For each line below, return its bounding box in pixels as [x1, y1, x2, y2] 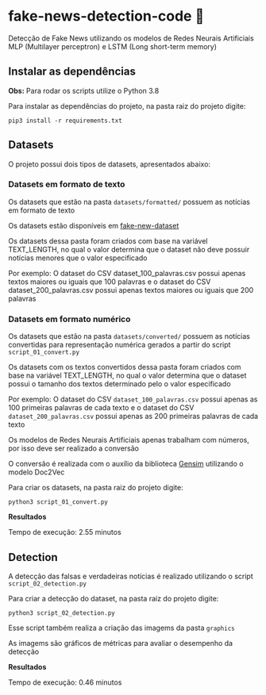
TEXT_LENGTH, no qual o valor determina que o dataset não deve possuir [8, 244, 250, 254]
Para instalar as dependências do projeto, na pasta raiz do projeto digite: [8, 101, 246, 110]
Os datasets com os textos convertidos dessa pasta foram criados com [8, 363, 241, 372]
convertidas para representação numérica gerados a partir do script [8, 340, 231, 350]
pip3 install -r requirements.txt [8, 117, 123, 125]
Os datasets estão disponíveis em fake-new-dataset [8, 221, 179, 230]
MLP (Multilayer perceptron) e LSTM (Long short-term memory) [8, 41, 217, 51]
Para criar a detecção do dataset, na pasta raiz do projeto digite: [8, 593, 219, 603]
